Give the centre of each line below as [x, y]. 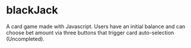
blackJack [32, 10]
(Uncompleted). [25, 39]
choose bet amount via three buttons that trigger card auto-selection [90, 32]
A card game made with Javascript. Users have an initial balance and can [96, 26]
